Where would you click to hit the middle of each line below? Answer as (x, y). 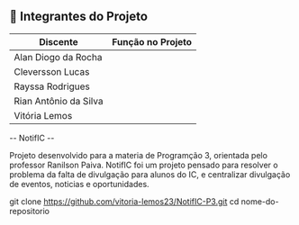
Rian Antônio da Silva (59, 101)
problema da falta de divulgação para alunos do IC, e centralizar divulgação (150, 174)
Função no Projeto (152, 41)
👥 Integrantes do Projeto (79, 17)
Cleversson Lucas (52, 71)
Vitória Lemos (43, 115)
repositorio (29, 211)
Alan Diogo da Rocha (58, 57)
